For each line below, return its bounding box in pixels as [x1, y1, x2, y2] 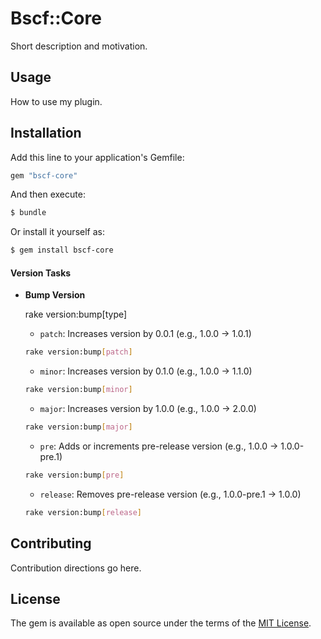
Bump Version [24, 289, 86, 301]
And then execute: [10, 188, 86, 201]
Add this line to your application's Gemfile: [10, 151, 185, 163]
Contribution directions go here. [10, 562, 142, 574]
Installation [10, 125, 82, 142]
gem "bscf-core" [10, 170, 78, 181]
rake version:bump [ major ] [24, 422, 133, 432]
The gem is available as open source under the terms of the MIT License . [10, 617, 312, 629]
